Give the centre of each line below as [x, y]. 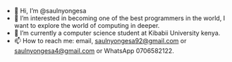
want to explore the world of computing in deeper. [87, 25]
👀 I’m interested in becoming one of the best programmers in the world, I [120, 18]
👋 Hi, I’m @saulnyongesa [50, 11]
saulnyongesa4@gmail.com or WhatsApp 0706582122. [94, 51]
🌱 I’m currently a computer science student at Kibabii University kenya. [117, 33]
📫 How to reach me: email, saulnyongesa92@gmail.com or [100, 41]
